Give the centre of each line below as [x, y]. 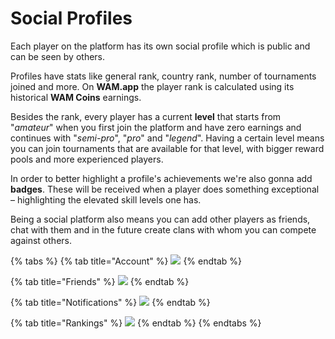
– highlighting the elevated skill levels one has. [106, 199]
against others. [41, 240]
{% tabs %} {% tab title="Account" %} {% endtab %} [126, 261]
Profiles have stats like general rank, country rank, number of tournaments [163, 76]
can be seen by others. [58, 56]
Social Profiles [71, 18]
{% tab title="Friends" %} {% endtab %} [100, 281]
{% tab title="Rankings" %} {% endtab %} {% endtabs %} [136, 323]
